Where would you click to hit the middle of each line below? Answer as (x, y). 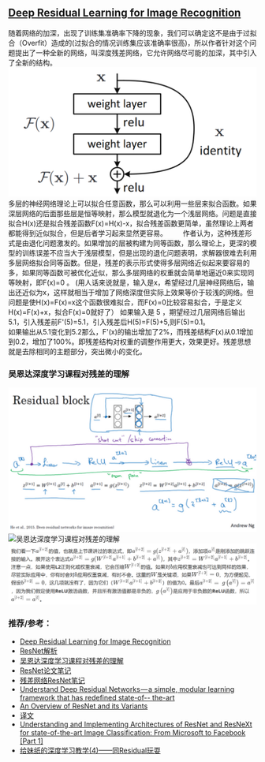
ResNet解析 (38, 651)
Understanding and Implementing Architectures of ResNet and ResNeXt (136, 724)
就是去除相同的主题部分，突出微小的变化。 (77, 351)
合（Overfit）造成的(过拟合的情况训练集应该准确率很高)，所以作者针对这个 (129, 43)
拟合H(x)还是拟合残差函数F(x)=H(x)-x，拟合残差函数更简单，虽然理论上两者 (131, 223)
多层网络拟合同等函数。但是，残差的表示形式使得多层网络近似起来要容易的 (129, 263)
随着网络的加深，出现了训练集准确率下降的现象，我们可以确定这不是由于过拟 (132, 33)
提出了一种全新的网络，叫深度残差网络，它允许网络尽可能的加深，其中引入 (136, 52)
